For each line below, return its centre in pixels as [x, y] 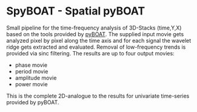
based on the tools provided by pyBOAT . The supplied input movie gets [95, 34]
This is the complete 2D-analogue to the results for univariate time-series [98, 96]
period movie [32, 71]
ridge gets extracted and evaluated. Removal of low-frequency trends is [96, 47]
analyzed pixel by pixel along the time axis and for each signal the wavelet [99, 40]
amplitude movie [36, 78]
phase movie [31, 65]
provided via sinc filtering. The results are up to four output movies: [90, 53]
